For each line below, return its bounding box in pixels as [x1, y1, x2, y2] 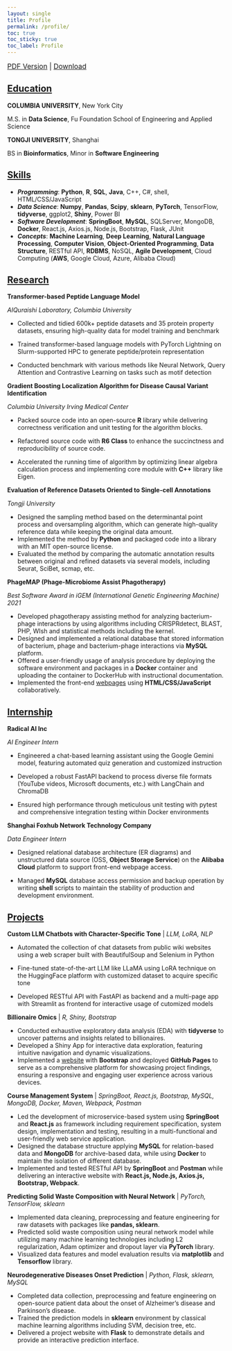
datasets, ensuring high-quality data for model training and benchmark [17, 327, 220, 335]
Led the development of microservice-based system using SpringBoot [17, 1112, 220, 1121]
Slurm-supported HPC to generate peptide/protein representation [17, 348, 204, 356]
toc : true [7, 29, 36, 37]
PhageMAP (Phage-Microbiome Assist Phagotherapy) [7, 578, 166, 587]
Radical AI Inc [7, 725, 48, 733]
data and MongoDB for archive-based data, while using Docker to [17, 1150, 206, 1158]
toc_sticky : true [7, 36, 57, 43]
